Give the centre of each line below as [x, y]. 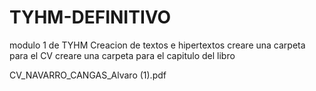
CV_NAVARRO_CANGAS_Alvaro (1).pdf [88, 75]
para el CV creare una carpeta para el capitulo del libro [122, 55]
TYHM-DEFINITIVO [90, 17]
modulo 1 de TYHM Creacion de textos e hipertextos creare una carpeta [157, 45]
